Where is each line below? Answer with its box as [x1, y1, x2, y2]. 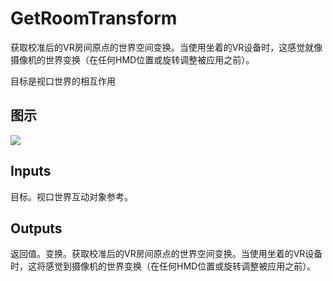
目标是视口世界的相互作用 [10, 75, 116, 87]
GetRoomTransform [10, 7, 178, 30]
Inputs [10, 163, 52, 180]
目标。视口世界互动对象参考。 [10, 190, 133, 202]
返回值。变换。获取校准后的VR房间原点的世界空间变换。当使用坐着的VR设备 [10, 248, 323, 260]
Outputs [10, 220, 63, 237]
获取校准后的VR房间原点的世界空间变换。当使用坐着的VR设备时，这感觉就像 [10, 41, 323, 53]
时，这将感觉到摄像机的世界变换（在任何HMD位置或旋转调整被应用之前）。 [10, 260, 317, 272]
